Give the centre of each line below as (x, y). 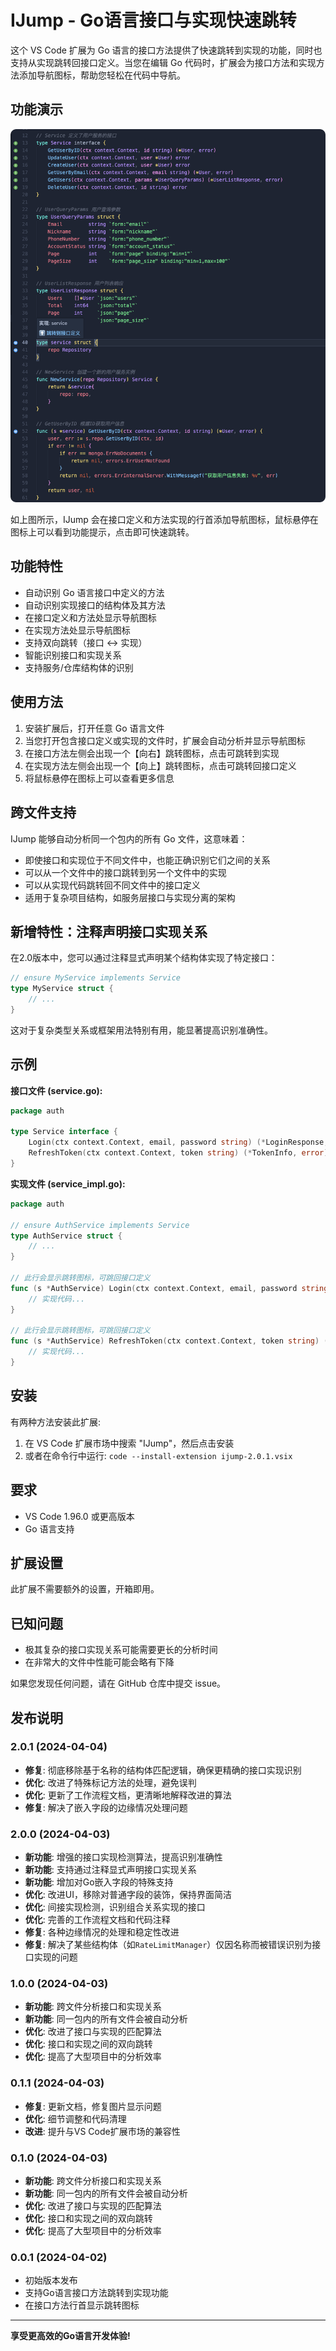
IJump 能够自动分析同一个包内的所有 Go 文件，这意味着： (129, 838)
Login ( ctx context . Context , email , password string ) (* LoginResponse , (178, 1142)
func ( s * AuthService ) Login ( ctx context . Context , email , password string (169, 1288)
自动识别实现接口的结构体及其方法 (95, 605)
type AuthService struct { (66, 1236)
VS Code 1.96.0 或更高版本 (79, 1516)
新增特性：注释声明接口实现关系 (109, 931)
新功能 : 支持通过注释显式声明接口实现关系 (110, 1870)
